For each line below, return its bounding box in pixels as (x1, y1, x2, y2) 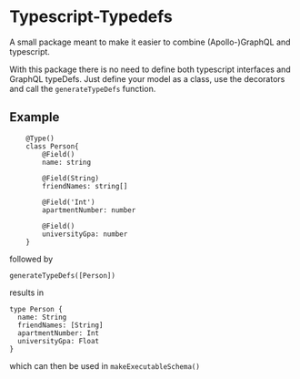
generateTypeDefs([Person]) (9, 271, 116, 280)
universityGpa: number (42, 230, 128, 239)
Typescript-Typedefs (9, 6, 173, 27)
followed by (9, 253, 54, 264)
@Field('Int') (42, 198, 95, 207)
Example (9, 109, 60, 125)
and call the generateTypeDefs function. (9, 83, 156, 94)
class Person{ (25, 141, 79, 151)
